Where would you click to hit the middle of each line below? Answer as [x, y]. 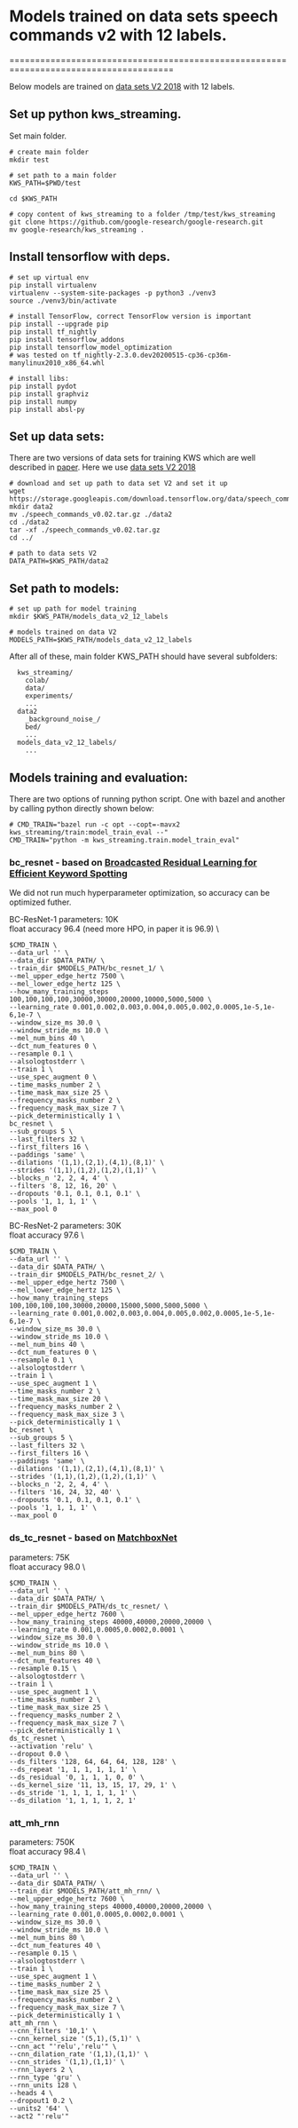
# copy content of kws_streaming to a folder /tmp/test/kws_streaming [142, 214]
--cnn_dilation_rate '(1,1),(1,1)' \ [79, 2054]
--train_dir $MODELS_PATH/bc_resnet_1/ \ [87, 969]
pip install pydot [43, 386]
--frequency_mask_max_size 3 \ [67, 1415]
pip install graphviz [49, 394]
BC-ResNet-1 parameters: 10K [64, 920]
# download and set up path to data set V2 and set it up [118, 484]
